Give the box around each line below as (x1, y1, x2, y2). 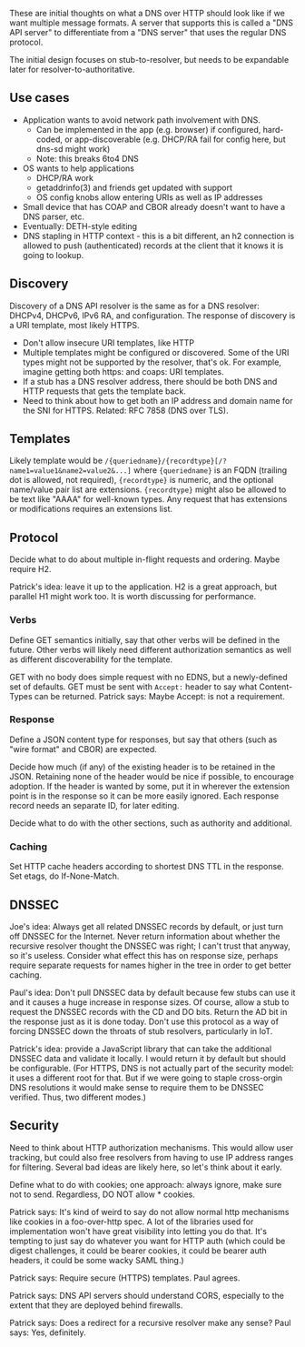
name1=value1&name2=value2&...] (9, 467, 132, 476)
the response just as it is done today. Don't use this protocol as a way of (9, 1016, 280, 1027)
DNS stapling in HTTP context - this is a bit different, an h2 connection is (22, 230, 295, 241)
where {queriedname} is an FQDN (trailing (133, 465, 288, 476)
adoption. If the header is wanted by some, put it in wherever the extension (9, 780, 290, 791)
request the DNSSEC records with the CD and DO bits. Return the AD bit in (9, 1006, 288, 1017)
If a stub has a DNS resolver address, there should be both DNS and (22, 376, 278, 387)
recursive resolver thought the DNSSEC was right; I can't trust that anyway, (9, 940, 290, 951)
